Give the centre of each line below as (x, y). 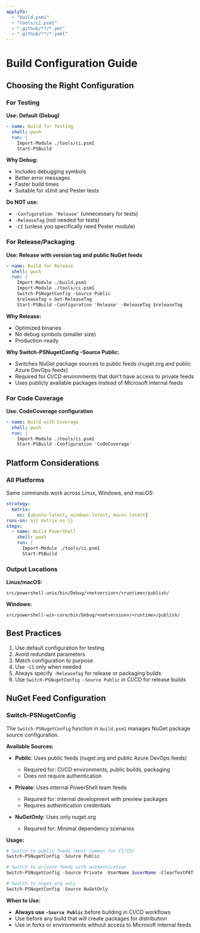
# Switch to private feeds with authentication (67, 867)
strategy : (19, 504)
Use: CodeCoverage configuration (50, 411)
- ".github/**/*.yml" (39, 28)
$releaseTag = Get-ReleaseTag (55, 299)
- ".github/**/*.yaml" (40, 34)
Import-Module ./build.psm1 (52, 283)
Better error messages (42, 178)
